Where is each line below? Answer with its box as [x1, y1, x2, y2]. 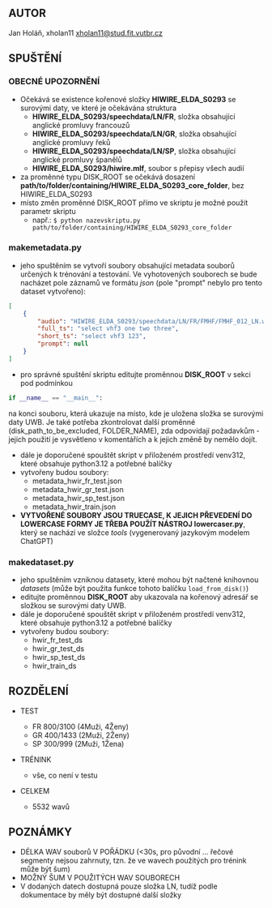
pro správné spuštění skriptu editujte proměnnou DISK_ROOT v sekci [19, 369, 251, 379]
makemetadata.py [8, 242, 83, 254]
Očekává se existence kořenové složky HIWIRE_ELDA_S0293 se [19, 94, 236, 104]
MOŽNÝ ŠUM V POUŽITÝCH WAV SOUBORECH [19, 872, 181, 882]
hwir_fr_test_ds [32, 635, 83, 645]
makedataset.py [8, 556, 74, 567]
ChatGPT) [19, 536, 54, 546]
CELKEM [19, 786, 50, 795]
